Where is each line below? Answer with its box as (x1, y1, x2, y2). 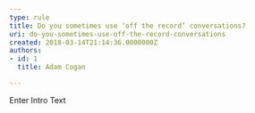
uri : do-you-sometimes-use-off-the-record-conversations (9, 29, 226, 38)
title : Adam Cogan (17, 63, 87, 72)
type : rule (9, 12, 50, 22)
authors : (9, 46, 42, 55)
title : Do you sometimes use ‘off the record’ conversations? (9, 21, 246, 30)
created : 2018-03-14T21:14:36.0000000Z (9, 37, 158, 47)
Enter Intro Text (9, 94, 66, 105)
